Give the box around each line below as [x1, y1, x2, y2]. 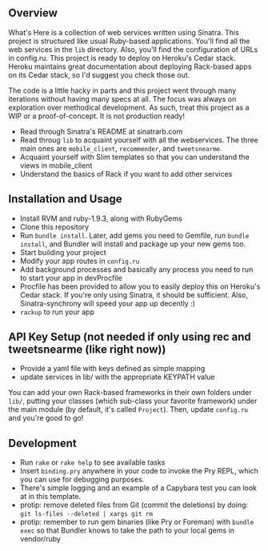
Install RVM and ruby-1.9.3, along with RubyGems [19, 214, 182, 223]
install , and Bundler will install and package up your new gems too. [19, 239, 246, 249]
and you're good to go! [8, 413, 84, 423]
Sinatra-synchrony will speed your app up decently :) [19, 298, 196, 308]
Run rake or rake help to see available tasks [19, 457, 166, 467]
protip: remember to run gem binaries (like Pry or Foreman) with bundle [19, 517, 254, 527]
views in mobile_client [19, 160, 93, 170]
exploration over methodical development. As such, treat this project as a [8, 102, 250, 112]
